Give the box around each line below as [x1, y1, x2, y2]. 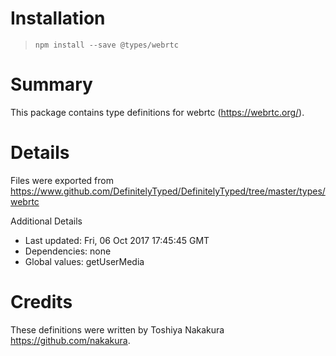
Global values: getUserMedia [24, 255, 145, 267]
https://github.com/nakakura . [10, 334, 131, 346]
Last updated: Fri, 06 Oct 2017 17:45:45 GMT [24, 234, 210, 246]
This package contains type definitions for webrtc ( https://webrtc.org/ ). [10, 106, 305, 118]
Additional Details [10, 215, 83, 227]
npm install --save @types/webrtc [34, 40, 179, 50]
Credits [10, 291, 73, 313]
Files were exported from [10, 174, 114, 186]
